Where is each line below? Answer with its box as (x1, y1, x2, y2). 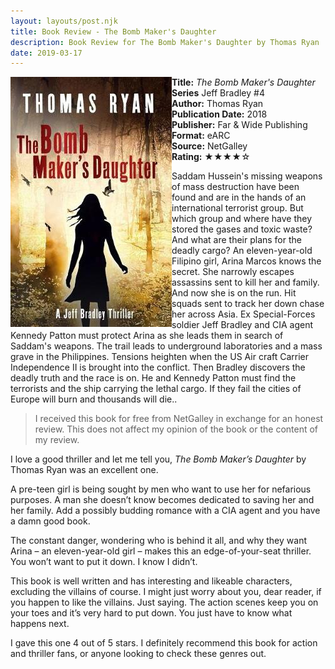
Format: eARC (171, 130, 231, 142)
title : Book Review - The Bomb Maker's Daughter (10, 26, 217, 37)
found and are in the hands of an (171, 191, 307, 204)
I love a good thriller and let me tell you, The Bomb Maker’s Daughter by (10, 453, 307, 465)
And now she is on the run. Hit (171, 287, 297, 299)
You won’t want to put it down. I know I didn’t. (10, 556, 198, 568)
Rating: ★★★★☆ (171, 151, 251, 163)
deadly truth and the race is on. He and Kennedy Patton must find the (10, 372, 297, 384)
